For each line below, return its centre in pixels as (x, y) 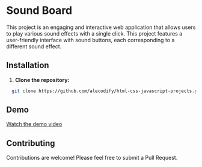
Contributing (31, 143)
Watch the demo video (34, 124)
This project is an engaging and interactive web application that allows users (101, 27)
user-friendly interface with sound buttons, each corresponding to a (90, 40)
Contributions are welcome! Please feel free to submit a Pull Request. (92, 158)
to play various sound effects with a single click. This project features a (94, 33)
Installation (28, 65)
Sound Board (39, 11)
